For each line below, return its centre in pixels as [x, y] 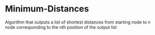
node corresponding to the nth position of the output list [61, 27]
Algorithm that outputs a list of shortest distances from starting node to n [78, 22]
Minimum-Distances [47, 9]
